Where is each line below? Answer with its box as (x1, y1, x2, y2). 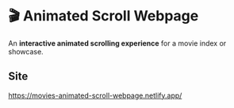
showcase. (8, 47, 44, 56)
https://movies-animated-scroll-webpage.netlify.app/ (8, 91, 182, 100)
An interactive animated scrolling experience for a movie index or (8, 38, 227, 48)
